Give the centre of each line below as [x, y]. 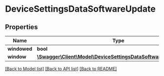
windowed [20, 49]
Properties [21, 27]
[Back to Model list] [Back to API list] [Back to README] [61, 69]
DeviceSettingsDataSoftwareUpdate [81, 9]
